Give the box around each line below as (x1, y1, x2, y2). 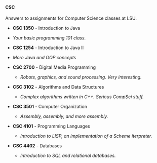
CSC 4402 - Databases (12, 143, 62, 149)
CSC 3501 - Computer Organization (12, 104, 88, 110)
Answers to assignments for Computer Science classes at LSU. (5, 15, 137, 21)
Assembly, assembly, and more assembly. (20, 113, 108, 119)
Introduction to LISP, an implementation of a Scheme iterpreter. (20, 133, 152, 139)
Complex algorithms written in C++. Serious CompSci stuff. (20, 94, 144, 100)
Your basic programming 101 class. (12, 35, 86, 41)
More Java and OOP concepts (12, 55, 76, 61)
